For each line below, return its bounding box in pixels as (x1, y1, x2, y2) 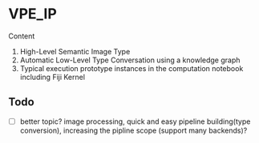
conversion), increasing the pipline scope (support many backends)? (19, 125, 248, 135)
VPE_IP (8, 5, 58, 23)
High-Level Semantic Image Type (19, 46, 131, 56)
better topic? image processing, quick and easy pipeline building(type (19, 117, 251, 126)
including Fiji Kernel (19, 72, 86, 81)
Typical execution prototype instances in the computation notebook (19, 63, 244, 73)
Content (8, 31, 35, 41)
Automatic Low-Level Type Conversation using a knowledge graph (19, 55, 241, 65)
